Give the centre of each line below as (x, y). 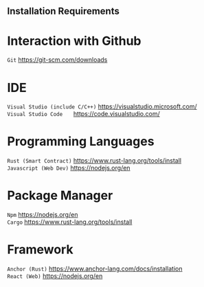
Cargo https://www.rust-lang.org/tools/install (70, 222)
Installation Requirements (64, 11)
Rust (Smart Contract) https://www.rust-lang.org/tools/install (94, 161)
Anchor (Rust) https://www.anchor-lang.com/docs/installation (95, 269)
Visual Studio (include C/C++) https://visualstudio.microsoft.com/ (102, 106)
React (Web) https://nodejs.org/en (55, 276)
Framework (40, 250)
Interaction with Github (74, 41)
